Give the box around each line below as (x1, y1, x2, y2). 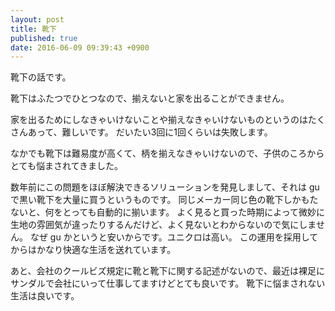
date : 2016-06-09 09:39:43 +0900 (10, 42, 150, 53)
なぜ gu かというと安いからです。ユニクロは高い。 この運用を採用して (29, 231, 319, 243)
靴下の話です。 (10, 71, 72, 83)
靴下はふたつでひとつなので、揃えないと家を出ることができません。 (10, 92, 290, 105)
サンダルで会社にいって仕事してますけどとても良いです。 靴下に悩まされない (10, 277, 326, 290)
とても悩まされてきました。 (10, 160, 124, 172)
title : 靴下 (10, 24, 57, 34)
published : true (10, 33, 78, 43)
